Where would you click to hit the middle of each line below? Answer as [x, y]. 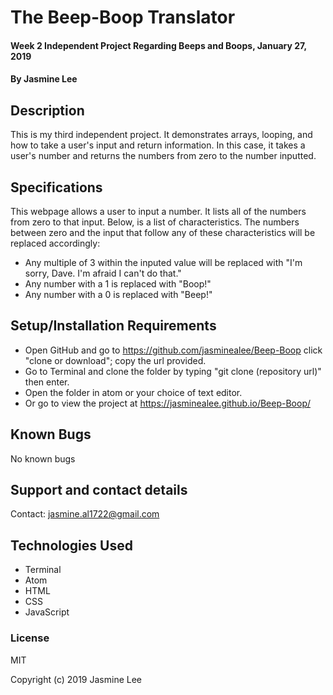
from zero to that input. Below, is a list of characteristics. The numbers [155, 222]
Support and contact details [99, 490]
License [30, 638]
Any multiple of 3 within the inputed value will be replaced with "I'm [163, 262]
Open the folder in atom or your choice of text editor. [133, 392]
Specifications [56, 187]
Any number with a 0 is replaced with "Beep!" [118, 294]
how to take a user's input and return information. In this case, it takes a [158, 145]
